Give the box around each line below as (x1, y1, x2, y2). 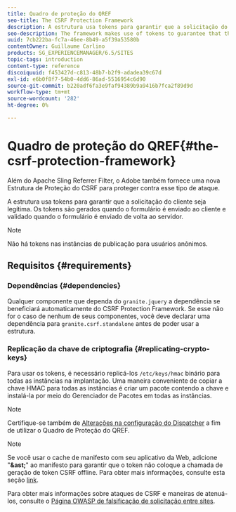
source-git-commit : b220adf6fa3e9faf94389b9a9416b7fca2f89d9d (7, 82, 193, 89)
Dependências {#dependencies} (7, 281, 122, 291)
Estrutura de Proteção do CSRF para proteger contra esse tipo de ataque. (7, 183, 220, 192)
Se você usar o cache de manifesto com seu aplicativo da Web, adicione (7, 453, 218, 461)
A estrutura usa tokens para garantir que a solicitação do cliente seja (7, 197, 206, 206)
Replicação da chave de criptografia (7, 344, 133, 354)
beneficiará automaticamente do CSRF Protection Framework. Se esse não (7, 304, 223, 313)
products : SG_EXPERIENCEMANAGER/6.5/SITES (7, 50, 133, 57)
